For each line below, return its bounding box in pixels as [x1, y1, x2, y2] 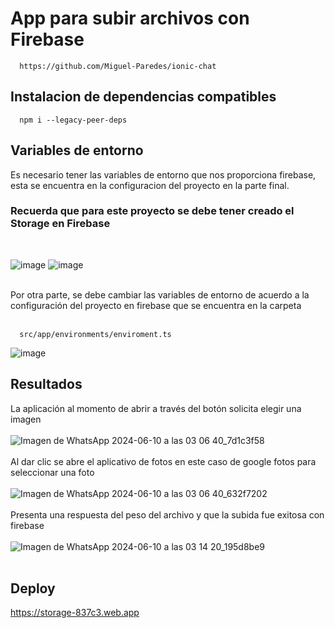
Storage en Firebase [10, 217, 111, 231]
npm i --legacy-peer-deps [19, 115, 128, 125]
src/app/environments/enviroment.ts [19, 329, 172, 339]
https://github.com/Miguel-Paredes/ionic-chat [19, 61, 217, 71]
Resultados [10, 376, 83, 393]
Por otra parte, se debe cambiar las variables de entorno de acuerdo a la [10, 288, 310, 301]
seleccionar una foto [10, 466, 95, 478]
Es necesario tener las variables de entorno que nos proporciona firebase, [10, 168, 317, 181]
